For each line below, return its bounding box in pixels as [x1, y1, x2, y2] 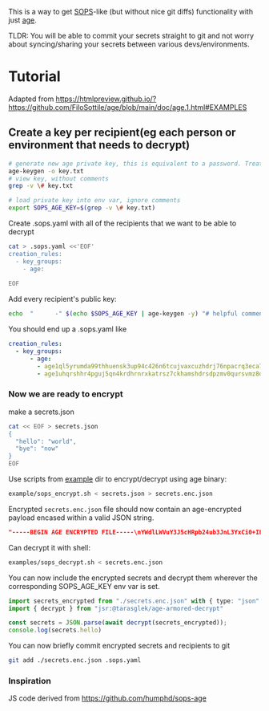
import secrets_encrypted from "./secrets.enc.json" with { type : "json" [8, 597, 260, 605]
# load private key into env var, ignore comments [8, 197, 181, 205]
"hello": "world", [15, 437, 78, 445]
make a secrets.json [8, 407, 74, 416]
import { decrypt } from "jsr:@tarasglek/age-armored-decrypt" [8, 604, 224, 612]
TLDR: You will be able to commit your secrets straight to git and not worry [8, 31, 255, 40]
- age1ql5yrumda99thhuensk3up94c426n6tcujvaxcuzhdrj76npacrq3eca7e [37, 362, 267, 370]
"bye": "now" [15, 445, 59, 453]
